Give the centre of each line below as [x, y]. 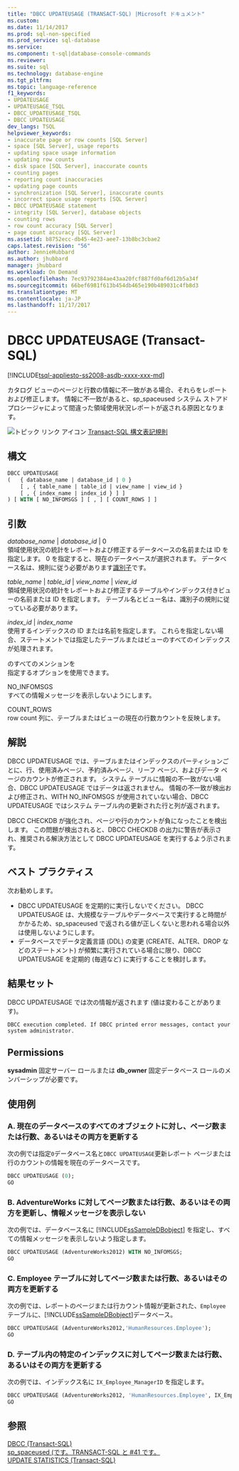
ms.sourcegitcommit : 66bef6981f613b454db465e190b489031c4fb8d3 [103, 286]
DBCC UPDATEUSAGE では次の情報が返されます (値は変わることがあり [111, 1002]
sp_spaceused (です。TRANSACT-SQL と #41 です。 [84, 1452]
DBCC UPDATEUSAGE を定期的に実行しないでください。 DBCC [111, 906]
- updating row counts [41, 160]
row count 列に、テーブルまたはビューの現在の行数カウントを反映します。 [116, 718]
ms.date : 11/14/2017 [38, 27]
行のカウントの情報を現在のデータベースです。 [75, 1162]
